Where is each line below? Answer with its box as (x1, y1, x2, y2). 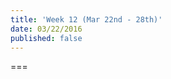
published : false (10, 33, 83, 43)
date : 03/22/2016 (10, 24, 83, 34)
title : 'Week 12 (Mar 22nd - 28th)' (10, 14, 163, 25)
